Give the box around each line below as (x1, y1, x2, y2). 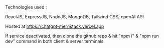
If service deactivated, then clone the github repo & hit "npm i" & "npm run (5, 33, 159, 39)
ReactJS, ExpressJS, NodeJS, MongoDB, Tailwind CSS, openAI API (5, 14, 144, 19)
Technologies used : (5, 4, 47, 10)
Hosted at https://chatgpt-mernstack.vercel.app (5, 23, 104, 29)
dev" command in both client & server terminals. (5, 38, 105, 44)
